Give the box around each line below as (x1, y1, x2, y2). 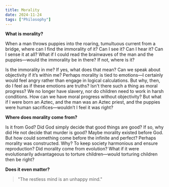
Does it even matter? (5, 166, 50, 173)
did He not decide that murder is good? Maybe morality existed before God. (5, 130, 163, 136)
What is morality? (5, 31, 44, 37)
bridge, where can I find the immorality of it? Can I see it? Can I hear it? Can (5, 46, 163, 52)
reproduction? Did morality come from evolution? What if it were (5, 146, 140, 152)
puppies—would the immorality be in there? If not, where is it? (5, 57, 135, 63)
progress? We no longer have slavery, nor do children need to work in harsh (5, 88, 164, 95)
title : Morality (5, 7, 40, 13)
